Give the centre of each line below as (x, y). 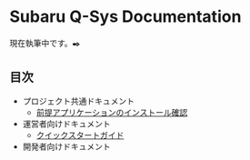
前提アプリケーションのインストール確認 (112, 112)
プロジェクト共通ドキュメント (78, 101)
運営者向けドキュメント (66, 124)
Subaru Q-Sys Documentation (125, 17)
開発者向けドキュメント (66, 146)
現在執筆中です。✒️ (45, 43)
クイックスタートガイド (80, 135)
